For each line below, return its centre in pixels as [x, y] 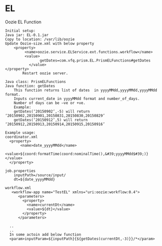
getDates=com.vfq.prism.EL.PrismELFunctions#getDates [95, 60]
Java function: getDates [30, 86]
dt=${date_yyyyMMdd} [34, 179]
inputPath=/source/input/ [40, 175]
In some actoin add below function [45, 234]
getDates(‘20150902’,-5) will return [52, 111]
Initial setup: [20, 31]
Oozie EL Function [23, 22]
